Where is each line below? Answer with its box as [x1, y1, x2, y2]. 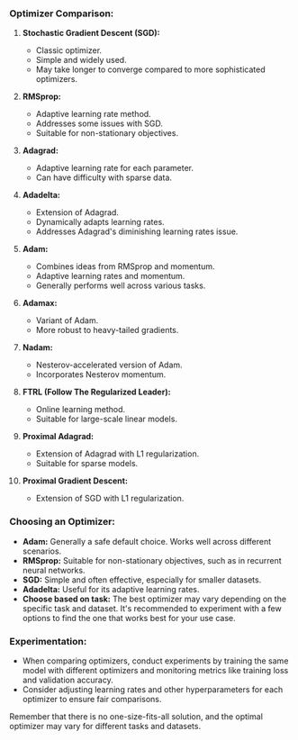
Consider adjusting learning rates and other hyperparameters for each [22, 683, 284, 695]
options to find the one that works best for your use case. [22, 612, 236, 623]
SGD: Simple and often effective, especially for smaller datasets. [22, 574, 262, 585]
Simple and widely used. [35, 55, 128, 66]
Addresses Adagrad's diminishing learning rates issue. [35, 226, 239, 237]
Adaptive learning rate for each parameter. [35, 163, 194, 174]
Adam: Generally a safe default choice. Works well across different [22, 536, 272, 546]
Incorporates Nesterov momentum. [35, 369, 167, 380]
